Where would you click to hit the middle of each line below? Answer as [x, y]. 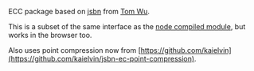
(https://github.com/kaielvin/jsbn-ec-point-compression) [102, 59]
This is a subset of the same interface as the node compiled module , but [127, 26]
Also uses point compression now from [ [75, 50]
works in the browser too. [50, 35]
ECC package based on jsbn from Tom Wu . [79, 11]
